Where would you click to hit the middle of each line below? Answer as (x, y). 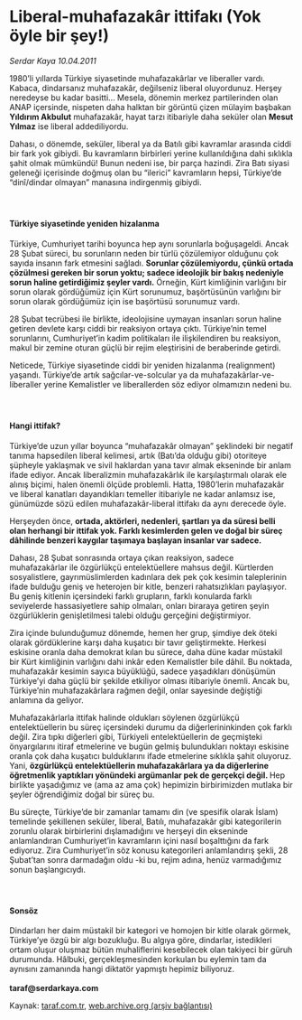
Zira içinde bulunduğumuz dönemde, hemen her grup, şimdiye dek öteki (143, 632)
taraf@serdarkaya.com (54, 988)
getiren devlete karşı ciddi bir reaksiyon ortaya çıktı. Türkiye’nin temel (138, 328)
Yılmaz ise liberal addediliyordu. (69, 126)
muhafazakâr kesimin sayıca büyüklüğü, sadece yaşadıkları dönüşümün (143, 671)
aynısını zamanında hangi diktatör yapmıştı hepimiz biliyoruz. (122, 969)
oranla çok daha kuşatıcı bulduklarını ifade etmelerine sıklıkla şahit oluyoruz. (151, 755)
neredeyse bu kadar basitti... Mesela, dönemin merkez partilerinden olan (144, 98)
